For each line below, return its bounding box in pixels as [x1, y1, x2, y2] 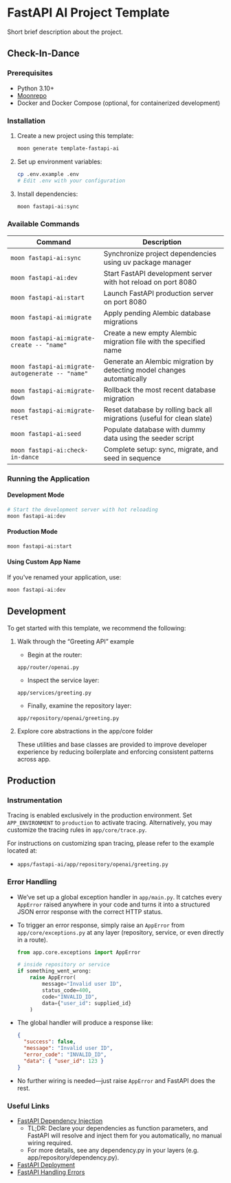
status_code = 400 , [42, 986, 91, 994]
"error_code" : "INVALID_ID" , [23, 1051, 107, 1058]
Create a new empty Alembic [103, 328, 197, 337]
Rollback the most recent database [103, 385, 217, 395]
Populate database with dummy [103, 424, 206, 434]
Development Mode [7, 491, 65, 499]
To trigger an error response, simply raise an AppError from [16, 921, 185, 929]
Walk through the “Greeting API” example [16, 637, 135, 646]
